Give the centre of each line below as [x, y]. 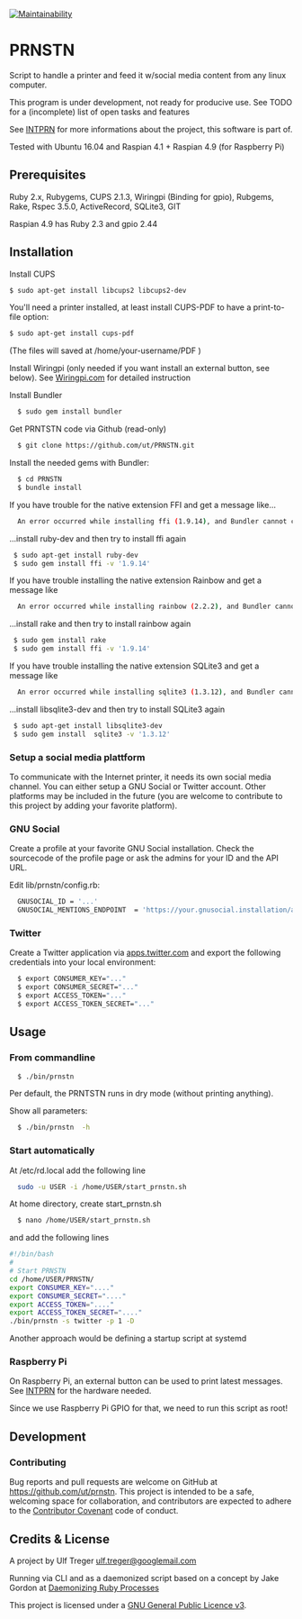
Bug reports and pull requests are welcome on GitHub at [114, 1482]
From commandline [53, 1058]
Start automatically [52, 1151]
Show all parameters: [49, 1111]
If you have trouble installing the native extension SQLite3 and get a [134, 666]
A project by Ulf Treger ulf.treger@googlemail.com [103, 1560]
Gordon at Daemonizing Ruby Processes [84, 1587]
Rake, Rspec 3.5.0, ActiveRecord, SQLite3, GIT [95, 206]
